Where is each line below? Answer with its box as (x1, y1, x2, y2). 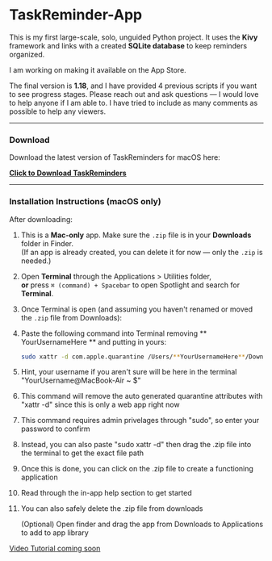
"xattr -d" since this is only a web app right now (20, 400, 180, 409)
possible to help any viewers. (9, 107, 107, 116)
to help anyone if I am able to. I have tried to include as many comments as (9, 98, 258, 107)
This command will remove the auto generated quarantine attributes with (20, 391, 263, 401)
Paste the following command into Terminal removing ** (20, 329, 207, 338)
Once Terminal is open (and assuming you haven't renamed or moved (20, 304, 253, 314)
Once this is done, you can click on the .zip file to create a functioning (20, 464, 253, 474)
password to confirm (20, 424, 91, 433)
